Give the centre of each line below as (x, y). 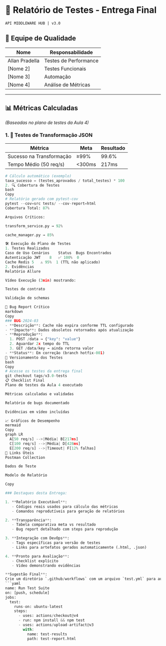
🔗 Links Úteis (20, 453)
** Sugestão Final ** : (26, 574)
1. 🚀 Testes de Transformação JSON (49, 135)
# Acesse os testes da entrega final (44, 371)
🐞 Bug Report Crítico (27, 307)
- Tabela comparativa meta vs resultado (54, 525)
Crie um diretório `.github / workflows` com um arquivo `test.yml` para (80, 579)
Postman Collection (25, 457)
